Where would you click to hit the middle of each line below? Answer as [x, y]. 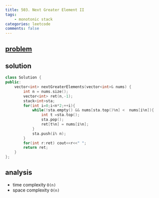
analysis [19, 173]
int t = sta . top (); [60, 115]
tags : [11, 15]
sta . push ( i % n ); [49, 134]
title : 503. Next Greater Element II [45, 10]
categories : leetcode [28, 24]
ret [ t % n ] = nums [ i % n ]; [65, 124]
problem [19, 49]
